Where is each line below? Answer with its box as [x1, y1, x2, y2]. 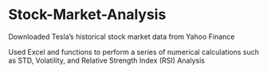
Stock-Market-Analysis [8, 6, 167, 24]
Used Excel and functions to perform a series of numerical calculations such [8, 47, 259, 56]
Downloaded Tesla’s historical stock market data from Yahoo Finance [8, 32, 235, 41]
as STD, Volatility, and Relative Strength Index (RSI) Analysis [8, 56, 206, 65]
